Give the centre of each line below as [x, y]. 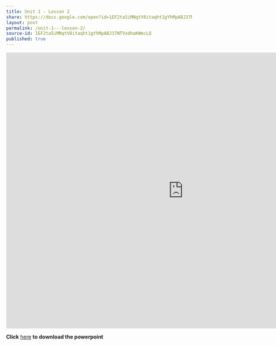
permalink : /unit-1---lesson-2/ [46, 28]
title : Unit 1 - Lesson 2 [38, 11]
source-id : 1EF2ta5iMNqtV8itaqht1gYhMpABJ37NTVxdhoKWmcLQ [79, 34]
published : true [26, 39]
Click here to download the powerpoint [55, 337]
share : [14, 17]
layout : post [22, 22]
